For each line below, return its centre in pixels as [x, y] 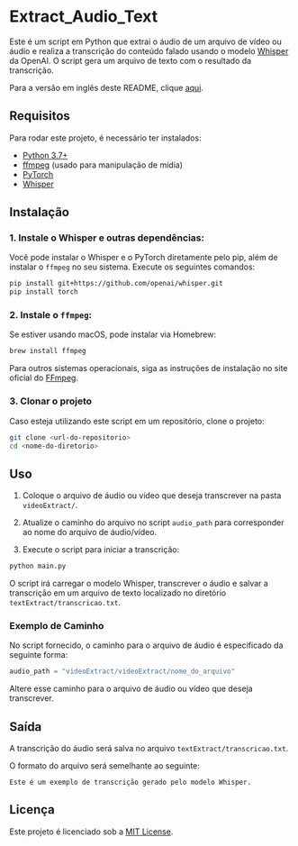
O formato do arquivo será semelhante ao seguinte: [105, 766]
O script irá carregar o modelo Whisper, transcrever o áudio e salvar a [139, 584]
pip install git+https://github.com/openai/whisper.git [116, 284]
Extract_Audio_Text [84, 17]
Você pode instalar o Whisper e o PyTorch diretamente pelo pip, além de [144, 258]
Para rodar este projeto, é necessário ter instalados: [105, 138]
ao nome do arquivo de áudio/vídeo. [90, 532]
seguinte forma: [39, 655]
